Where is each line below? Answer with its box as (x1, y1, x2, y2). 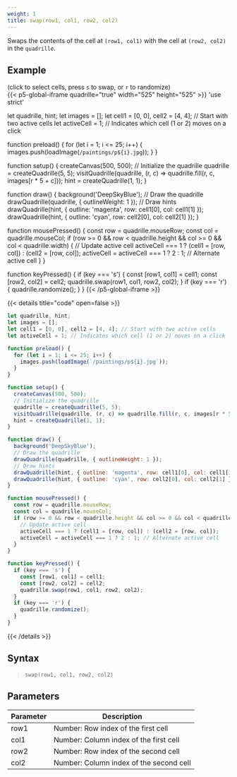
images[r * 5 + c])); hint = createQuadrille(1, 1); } (7, 177, 147, 185)
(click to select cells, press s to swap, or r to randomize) (7, 83, 171, 92)
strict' (7, 98, 25, 107)
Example (7, 64, 47, 76)
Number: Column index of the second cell (53, 757, 192, 767)
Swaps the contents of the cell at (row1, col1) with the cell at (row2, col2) (7, 36, 226, 45)
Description (102, 711, 142, 721)
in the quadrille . (7, 44, 56, 52)
